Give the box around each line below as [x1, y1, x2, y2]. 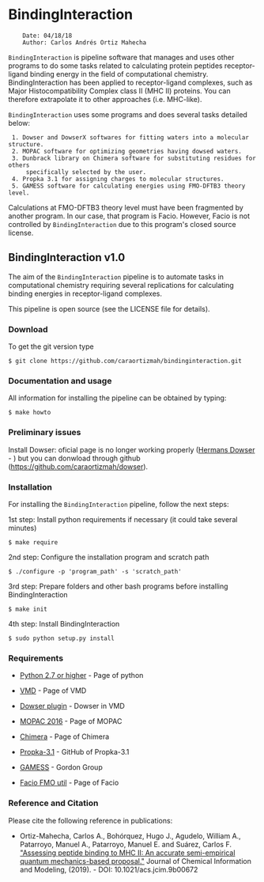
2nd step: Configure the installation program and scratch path [8, 552, 209, 562]
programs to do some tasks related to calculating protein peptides [8, 61, 223, 70]
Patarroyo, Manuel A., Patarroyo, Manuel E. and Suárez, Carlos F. [19, 839, 232, 849]
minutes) [8, 523, 37, 532]
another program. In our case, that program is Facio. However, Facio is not [8, 211, 251, 221]
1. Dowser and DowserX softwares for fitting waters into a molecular [11, 133, 249, 142]
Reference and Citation [8, 797, 99, 808]
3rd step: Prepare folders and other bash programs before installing [8, 581, 228, 591]
